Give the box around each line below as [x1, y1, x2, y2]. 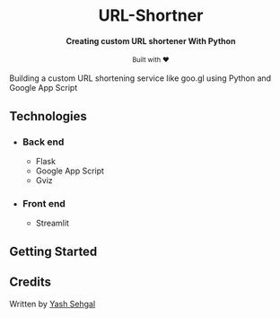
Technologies [9, 109, 88, 124]
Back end [22, 136, 65, 148]
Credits [9, 275, 52, 290]
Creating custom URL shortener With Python [66, 35, 236, 46]
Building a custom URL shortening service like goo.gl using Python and [9, 73, 272, 84]
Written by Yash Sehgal [9, 298, 96, 309]
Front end [22, 198, 66, 209]
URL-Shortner [98, 5, 204, 26]
